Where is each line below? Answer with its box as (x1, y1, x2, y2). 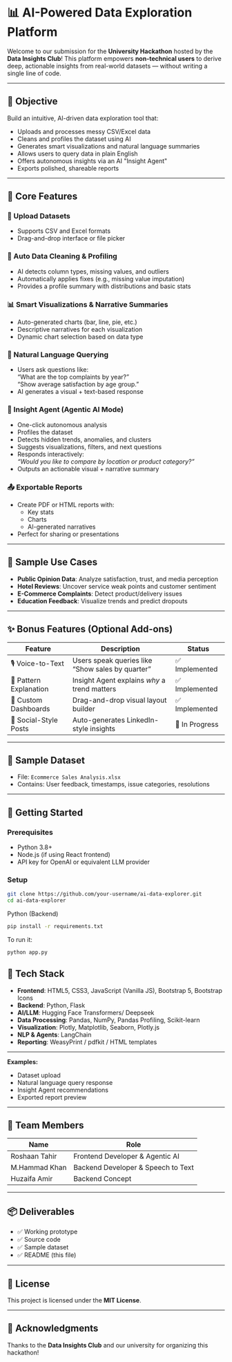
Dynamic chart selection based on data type (17, 332, 144, 341)
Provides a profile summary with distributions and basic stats (17, 282, 191, 290)
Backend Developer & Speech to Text (73, 1163, 195, 1173)
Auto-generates (72, 715, 126, 725)
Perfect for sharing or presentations (17, 529, 119, 538)
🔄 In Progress (175, 719, 219, 729)
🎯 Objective (7, 95, 58, 107)
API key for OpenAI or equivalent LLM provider (17, 858, 151, 867)
